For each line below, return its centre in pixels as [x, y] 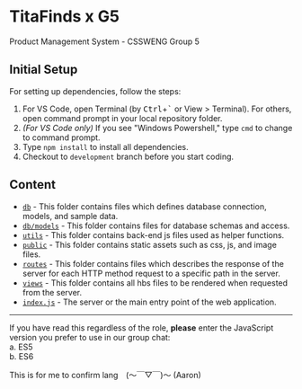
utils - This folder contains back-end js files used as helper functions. [153, 234]
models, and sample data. [70, 216]
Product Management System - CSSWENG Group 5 [105, 41]
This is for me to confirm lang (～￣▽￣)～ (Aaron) [106, 375]
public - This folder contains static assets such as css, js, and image [149, 244]
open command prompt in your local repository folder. [122, 118]
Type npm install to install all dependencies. [105, 146]
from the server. [52, 292]
